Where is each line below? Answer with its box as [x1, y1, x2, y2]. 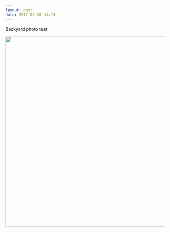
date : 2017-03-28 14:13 [5, 12, 56, 17]
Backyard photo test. [5, 26, 49, 32]
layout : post [5, 7, 33, 13]
